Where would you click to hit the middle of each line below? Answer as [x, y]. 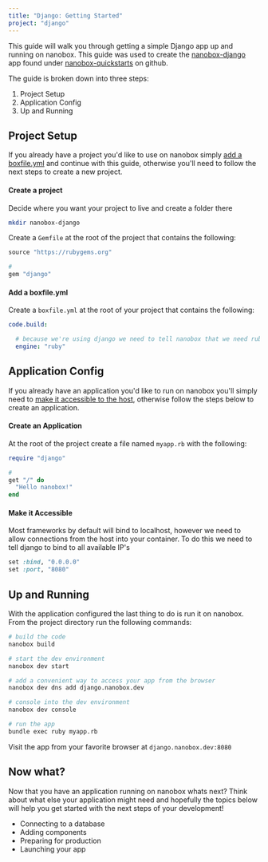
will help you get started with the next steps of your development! [116, 808]
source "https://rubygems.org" [60, 252]
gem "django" [30, 275]
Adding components [53, 832]
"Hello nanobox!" [44, 488]
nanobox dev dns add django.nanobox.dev [77, 688]
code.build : [28, 325]
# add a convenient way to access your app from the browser [112, 680]
